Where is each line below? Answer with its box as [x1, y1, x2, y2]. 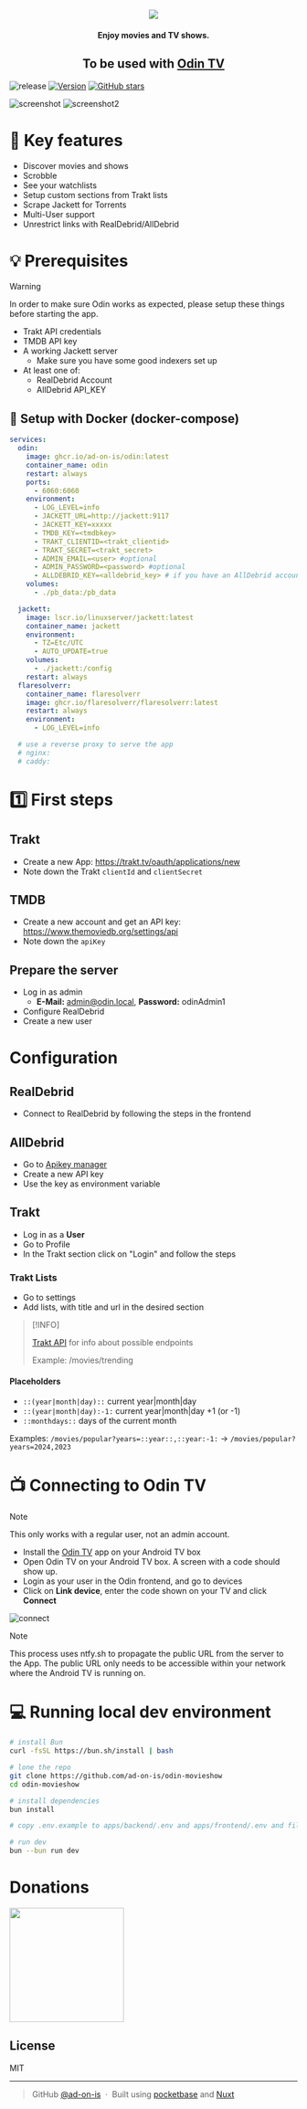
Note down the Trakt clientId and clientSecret [22, 866, 203, 877]
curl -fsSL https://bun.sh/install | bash [9, 1746, 174, 1756]
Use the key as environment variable [22, 1178, 161, 1189]
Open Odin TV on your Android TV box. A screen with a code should [22, 1556, 281, 1567]
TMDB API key [22, 336, 78, 347]
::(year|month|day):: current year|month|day [22, 1396, 197, 1407]
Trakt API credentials [22, 326, 102, 337]
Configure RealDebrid [22, 1006, 105, 1018]
